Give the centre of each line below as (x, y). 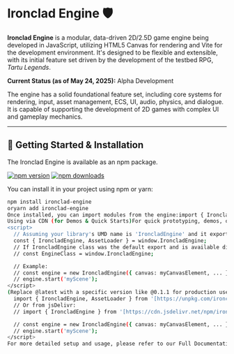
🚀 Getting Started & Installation (76, 145)
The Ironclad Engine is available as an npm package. (83, 162)
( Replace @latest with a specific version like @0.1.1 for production (112, 293)
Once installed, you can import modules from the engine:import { (106, 215)
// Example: (31, 266)
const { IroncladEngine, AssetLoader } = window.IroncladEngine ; (110, 241)
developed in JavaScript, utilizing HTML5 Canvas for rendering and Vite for (115, 45)
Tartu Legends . (29, 67)
